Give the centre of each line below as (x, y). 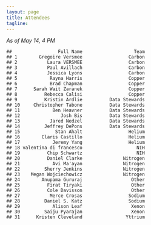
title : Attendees (28, 18)
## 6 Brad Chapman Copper (76, 84)
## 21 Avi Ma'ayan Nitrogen (76, 164)
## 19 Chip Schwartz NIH (76, 153)
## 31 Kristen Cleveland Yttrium (76, 217)
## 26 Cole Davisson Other (76, 191)
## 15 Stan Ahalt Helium (76, 132)
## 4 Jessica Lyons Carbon (76, 73)
